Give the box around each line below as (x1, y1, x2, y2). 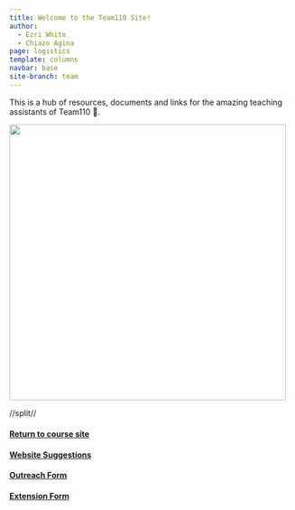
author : (9, 22, 39, 31)
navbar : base (9, 64, 59, 73)
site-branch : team (9, 72, 78, 81)
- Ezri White (17, 30, 67, 39)
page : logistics (9, 47, 70, 56)
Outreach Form (9, 470, 68, 481)
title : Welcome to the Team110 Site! (9, 13, 152, 23)
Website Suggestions (9, 449, 92, 460)
